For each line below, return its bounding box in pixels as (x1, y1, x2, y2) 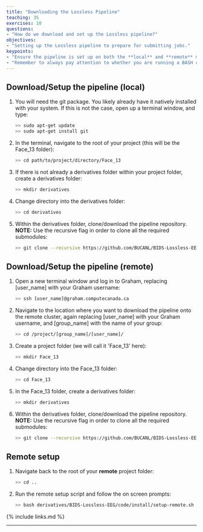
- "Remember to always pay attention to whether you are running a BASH (6, 59, 193, 65)
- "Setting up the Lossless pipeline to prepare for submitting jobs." (6, 43, 190, 49)
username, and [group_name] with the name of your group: (14, 319, 163, 327)
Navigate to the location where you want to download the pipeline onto (14, 307, 192, 314)
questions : (6, 25, 34, 32)
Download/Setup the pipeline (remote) (6, 261, 154, 271)
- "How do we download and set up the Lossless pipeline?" (6, 32, 158, 38)
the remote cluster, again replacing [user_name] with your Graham (14, 313, 180, 321)
